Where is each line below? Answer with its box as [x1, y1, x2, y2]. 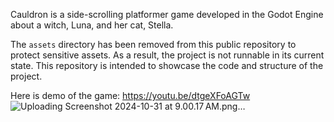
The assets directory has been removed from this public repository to [10, 39, 297, 50]
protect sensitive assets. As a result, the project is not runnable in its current [10, 49, 325, 61]
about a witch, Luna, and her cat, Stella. [10, 19, 174, 31]
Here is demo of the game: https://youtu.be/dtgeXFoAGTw [10, 90, 251, 101]
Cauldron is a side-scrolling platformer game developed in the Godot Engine [10, 9, 324, 20]
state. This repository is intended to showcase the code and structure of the [10, 60, 324, 71]
